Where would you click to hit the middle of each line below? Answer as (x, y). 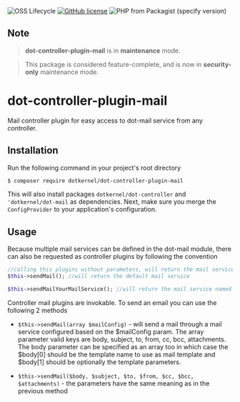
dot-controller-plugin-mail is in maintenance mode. (102, 51)
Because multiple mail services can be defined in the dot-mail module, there (120, 249)
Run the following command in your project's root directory (94, 167)
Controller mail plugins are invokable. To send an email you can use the (112, 302)
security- (217, 64)
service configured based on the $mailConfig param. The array (111, 331)
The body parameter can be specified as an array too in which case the (123, 346)
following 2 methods (37, 310)
